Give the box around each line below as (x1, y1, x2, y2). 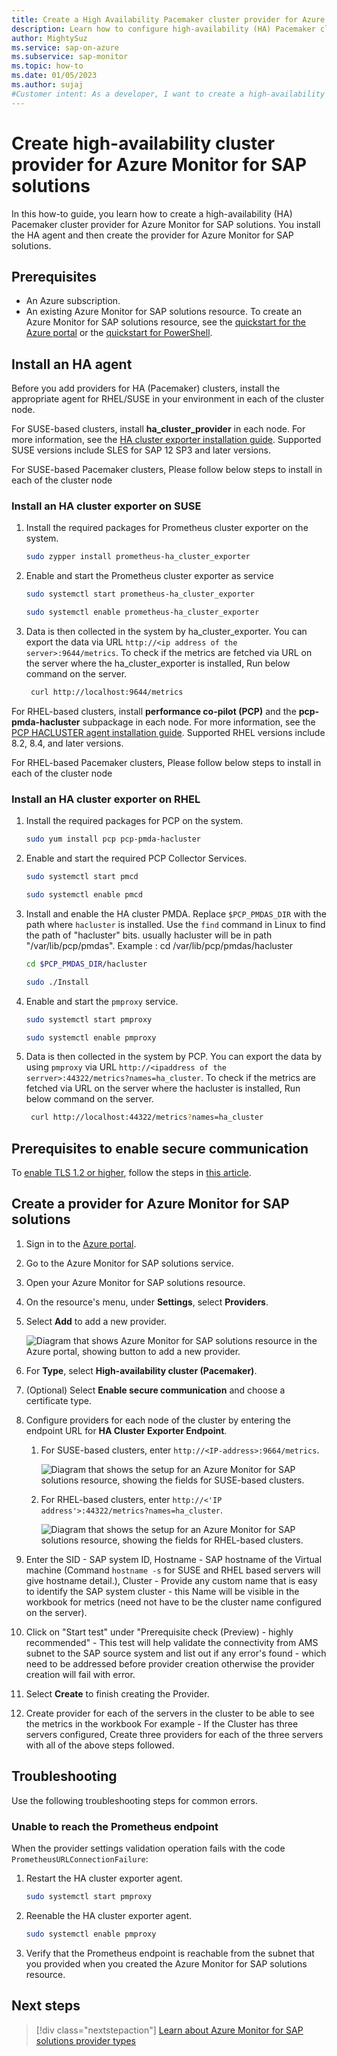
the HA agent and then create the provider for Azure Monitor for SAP (11, 229, 294, 241)
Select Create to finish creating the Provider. (25, 1687, 210, 1700)
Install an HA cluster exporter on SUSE (11, 499, 202, 513)
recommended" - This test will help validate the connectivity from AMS (25, 1636, 319, 1648)
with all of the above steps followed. (25, 1739, 175, 1751)
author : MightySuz (11, 33, 88, 43)
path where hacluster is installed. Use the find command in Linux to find (25, 918, 326, 930)
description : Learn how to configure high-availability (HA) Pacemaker (11, 24, 316, 34)
